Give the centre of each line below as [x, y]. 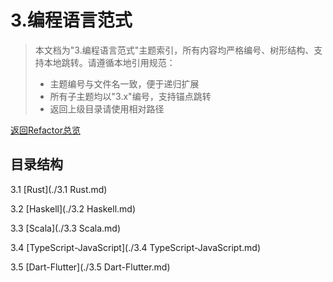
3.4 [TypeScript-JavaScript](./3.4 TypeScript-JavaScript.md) [135, 247]
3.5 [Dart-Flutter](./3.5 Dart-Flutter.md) [90, 267]
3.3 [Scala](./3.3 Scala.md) [65, 228]
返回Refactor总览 [45, 130]
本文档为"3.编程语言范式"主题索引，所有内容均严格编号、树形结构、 [174, 50]
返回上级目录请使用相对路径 [107, 108]
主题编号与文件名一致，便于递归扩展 [124, 83]
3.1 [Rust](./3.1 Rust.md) [59, 189]
